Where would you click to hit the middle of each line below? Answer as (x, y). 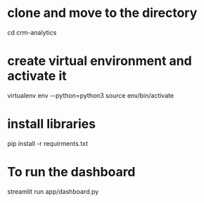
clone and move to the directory (102, 13)
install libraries (52, 124)
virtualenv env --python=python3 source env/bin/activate (91, 95)
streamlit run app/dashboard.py (53, 191)
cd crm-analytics (32, 32)
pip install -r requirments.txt (47, 143)
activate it (37, 76)
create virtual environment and (100, 61)
